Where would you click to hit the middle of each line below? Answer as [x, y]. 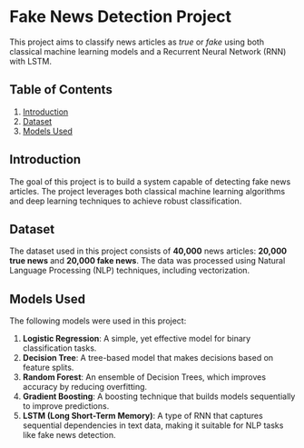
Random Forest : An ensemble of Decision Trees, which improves [144, 377]
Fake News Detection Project [121, 17]
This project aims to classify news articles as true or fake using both [137, 42]
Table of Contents [61, 90]
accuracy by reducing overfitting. [85, 387]
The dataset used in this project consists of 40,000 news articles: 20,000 [148, 251]
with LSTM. [31, 61]
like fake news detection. [69, 435]
